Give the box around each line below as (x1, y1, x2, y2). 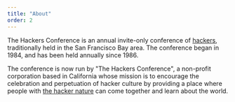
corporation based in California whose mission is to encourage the (7, 71, 200, 80)
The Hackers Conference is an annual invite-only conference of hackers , (7, 36, 217, 44)
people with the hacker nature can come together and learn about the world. (7, 87, 229, 95)
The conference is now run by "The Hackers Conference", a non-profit (7, 64, 212, 73)
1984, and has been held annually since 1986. (7, 50, 139, 59)
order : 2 (7, 17, 33, 24)
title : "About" (7, 10, 52, 17)
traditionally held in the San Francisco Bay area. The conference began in (7, 43, 220, 52)
